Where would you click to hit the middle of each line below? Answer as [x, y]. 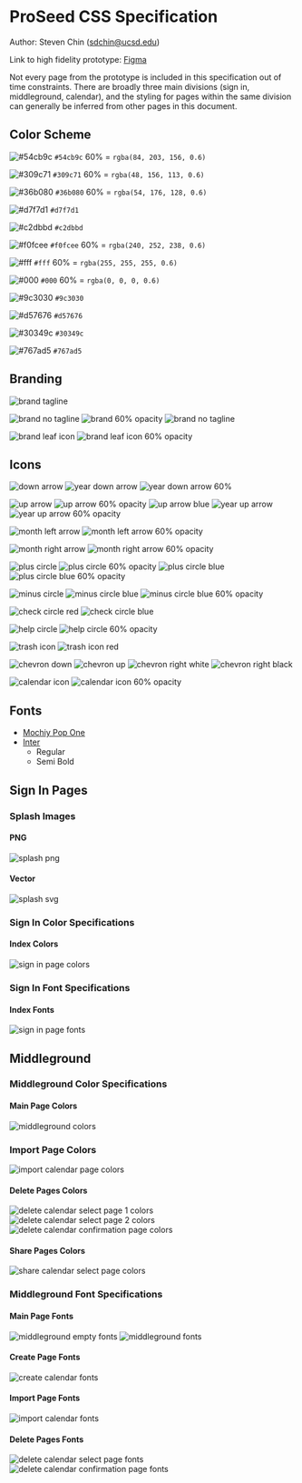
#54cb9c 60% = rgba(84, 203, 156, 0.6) [130, 156]
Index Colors [34, 944]
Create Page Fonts [45, 1358]
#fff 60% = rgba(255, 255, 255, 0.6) [106, 262]
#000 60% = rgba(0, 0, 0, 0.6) [100, 280]
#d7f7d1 [64, 210]
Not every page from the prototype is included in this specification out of [146, 77]
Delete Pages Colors [49, 1190]
